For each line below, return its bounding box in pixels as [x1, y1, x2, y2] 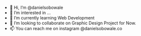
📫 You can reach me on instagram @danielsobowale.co [9, 26, 123, 31]
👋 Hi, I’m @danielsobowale [9, 5, 63, 10]
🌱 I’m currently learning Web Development [9, 15, 95, 20]
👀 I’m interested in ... [9, 10, 51, 16]
